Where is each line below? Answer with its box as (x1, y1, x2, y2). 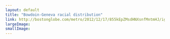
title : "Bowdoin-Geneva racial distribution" (5, 12, 103, 17)
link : (5, 17, 17, 22)
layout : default (5, 7, 39, 13)
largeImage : (5, 21, 30, 27)
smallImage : (5, 26, 30, 31)
